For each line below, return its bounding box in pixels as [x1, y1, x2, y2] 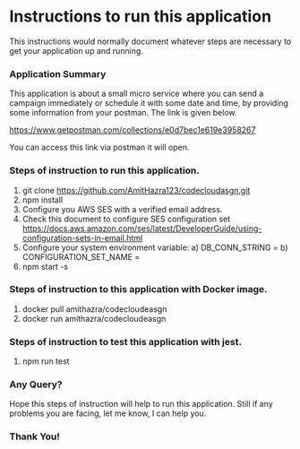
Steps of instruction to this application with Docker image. [9, 283, 268, 296]
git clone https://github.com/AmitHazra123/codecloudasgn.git [21, 185, 251, 195]
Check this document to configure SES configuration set [21, 213, 231, 224]
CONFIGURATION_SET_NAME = [21, 251, 141, 262]
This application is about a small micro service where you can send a [9, 88, 264, 99]
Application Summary [9, 67, 107, 80]
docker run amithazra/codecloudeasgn [21, 313, 167, 324]
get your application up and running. [9, 45, 143, 56]
